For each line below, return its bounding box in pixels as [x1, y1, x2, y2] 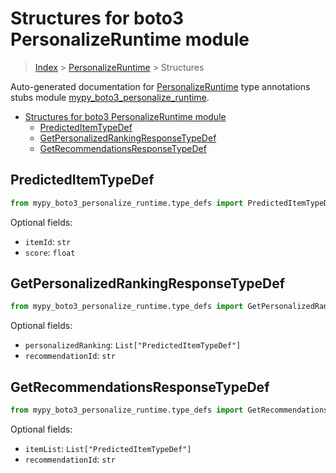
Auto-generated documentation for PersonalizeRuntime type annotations [10, 80, 311, 92]
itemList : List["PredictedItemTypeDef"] [24, 443, 192, 454]
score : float [24, 246, 76, 258]
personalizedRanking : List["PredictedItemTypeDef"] [24, 339, 242, 351]
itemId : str [24, 235, 72, 247]
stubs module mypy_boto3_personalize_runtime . [10, 91, 210, 103]
